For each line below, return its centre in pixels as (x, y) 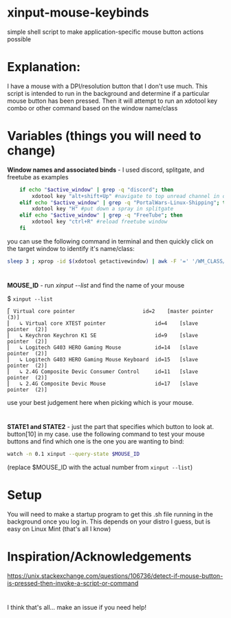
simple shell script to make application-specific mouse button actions (106, 32)
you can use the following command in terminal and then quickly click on (110, 241)
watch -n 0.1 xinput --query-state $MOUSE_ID (73, 454)
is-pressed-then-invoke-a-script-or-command (73, 583)
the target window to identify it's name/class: (71, 248)
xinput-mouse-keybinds (78, 13)
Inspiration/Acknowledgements (99, 557)
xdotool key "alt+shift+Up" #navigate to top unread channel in (126, 196)
